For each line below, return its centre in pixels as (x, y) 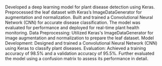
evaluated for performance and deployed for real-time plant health (72, 28)
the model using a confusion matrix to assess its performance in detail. (77, 58)
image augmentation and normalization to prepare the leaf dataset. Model (80, 38)
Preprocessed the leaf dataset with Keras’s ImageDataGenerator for (74, 12)
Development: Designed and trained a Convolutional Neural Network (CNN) (81, 43)
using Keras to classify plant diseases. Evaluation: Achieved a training (76, 48)
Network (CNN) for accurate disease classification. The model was (73, 22)
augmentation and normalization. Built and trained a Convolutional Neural (79, 17)
